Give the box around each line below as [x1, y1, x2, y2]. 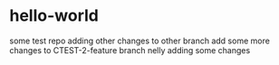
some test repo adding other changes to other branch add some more [9, 35, 270, 46]
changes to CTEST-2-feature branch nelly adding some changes [9, 44, 251, 55]
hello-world [9, 5, 100, 26]
